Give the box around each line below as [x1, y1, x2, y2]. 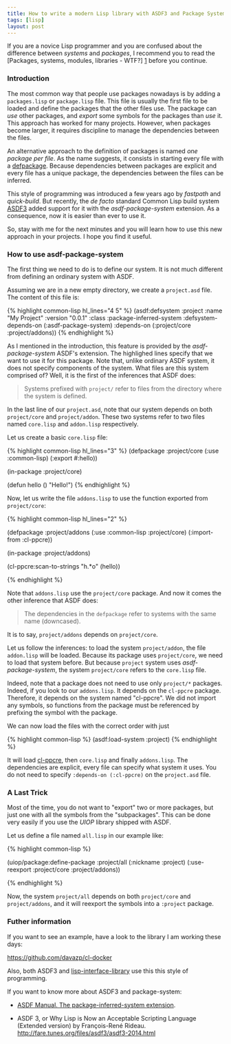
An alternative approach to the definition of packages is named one [7, 146, 198, 155]
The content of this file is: [7, 293, 80, 301]
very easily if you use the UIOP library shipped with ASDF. [7, 818, 172, 827]
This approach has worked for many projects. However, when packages [7, 119, 211, 127]
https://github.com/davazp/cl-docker [7, 953, 112, 961]
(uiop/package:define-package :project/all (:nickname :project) [7, 858, 186, 867]
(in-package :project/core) [7, 467, 82, 475]
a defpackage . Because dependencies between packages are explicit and [7, 161, 217, 170]
